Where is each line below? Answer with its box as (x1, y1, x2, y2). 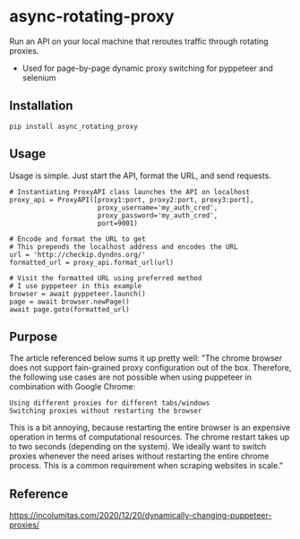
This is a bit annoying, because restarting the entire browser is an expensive (9, 423, 291, 433)
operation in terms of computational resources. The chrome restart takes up (9, 432, 290, 442)
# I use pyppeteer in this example (9, 281, 142, 290)
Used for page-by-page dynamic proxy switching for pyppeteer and (21, 63, 273, 73)
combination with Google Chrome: (9, 381, 136, 392)
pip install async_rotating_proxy (9, 122, 139, 131)
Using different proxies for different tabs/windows (9, 398, 210, 408)
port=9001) (97, 218, 139, 227)
